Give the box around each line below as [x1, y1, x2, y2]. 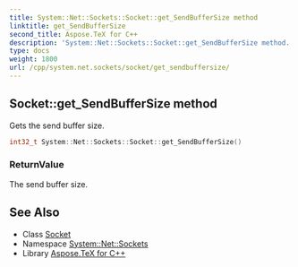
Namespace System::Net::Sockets [21, 238, 149, 249]
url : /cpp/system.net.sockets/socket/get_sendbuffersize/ [9, 64, 230, 73]
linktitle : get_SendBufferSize [9, 22, 126, 30]
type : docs [9, 47, 50, 56]
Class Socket [21, 228, 72, 239]
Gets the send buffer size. [9, 120, 105, 131]
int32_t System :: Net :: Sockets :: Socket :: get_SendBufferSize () [9, 137, 243, 146]
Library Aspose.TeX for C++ [21, 247, 126, 258]
